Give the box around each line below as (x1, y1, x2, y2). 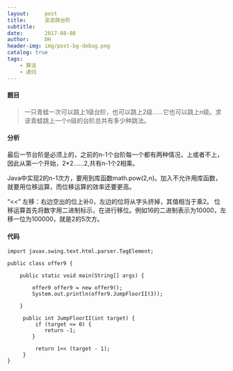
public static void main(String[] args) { (19, 272, 145, 279)
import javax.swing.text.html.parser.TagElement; (7, 248, 154, 255)
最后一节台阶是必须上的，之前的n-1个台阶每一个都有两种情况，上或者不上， (7, 150, 224, 159)
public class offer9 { (7, 260, 73, 267)
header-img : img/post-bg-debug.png (7, 42, 111, 49)
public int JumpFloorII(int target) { (22, 315, 136, 322)
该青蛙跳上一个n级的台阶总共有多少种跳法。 (24, 116, 151, 125)
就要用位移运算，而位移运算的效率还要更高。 (7, 182, 136, 191)
